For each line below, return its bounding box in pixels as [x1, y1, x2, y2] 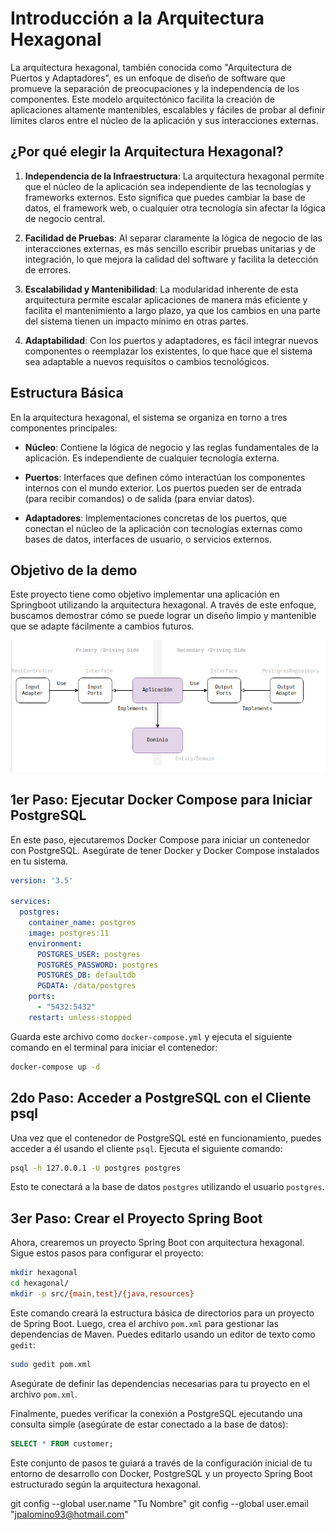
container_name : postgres [28, 918, 137, 928]
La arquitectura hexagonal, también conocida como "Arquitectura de [10, 61, 293, 73]
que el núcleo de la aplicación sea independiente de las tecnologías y [24, 180, 312, 192]
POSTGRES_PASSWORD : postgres [36, 960, 159, 970]
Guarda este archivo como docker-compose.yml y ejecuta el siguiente [10, 1030, 293, 1042]
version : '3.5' [10, 875, 74, 886]
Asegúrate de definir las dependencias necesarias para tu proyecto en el [10, 1377, 310, 1389]
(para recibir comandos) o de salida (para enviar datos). [24, 492, 256, 504]
